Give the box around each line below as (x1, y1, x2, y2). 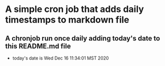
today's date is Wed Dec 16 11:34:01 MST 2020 (12, 55, 109, 61)
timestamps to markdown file (5, 14, 129, 25)
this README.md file (5, 41, 71, 50)
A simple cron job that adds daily (5, 3, 144, 15)
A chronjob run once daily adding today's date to (5, 34, 160, 42)
